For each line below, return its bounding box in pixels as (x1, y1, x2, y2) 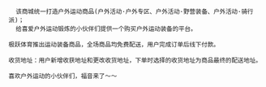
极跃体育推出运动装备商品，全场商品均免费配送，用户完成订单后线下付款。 (8, 41, 221, 49)
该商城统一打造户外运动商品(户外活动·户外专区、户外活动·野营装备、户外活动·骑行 (15, 7, 254, 15)
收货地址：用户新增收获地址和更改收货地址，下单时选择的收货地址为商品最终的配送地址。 (8, 56, 262, 64)
